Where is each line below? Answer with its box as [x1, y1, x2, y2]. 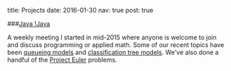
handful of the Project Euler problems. [7, 56, 117, 64]
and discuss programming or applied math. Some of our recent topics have [7, 41, 225, 49]
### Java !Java [7, 20, 51, 27]
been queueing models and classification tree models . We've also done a [7, 49, 219, 56]
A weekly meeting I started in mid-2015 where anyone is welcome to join [7, 33, 217, 41]
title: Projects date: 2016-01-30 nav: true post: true [7, 6, 154, 14]
